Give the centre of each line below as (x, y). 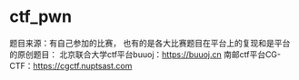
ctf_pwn (41, 17)
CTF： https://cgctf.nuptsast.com (71, 65)
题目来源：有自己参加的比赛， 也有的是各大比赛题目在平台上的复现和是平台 (150, 43)
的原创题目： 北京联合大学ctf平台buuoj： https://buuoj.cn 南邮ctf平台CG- (145, 54)
